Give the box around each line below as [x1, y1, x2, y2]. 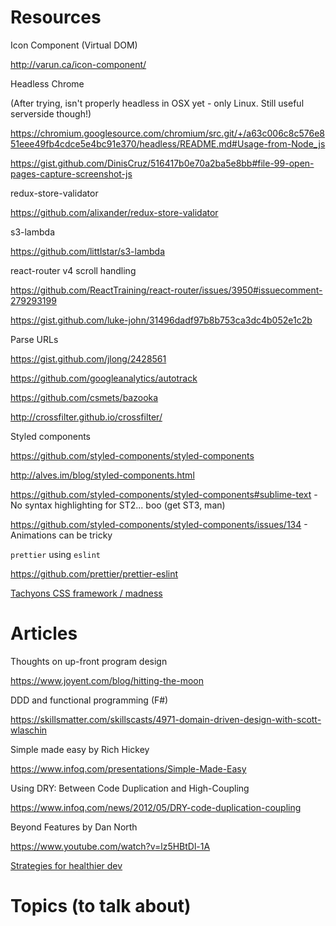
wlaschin [10, 724, 48, 736]
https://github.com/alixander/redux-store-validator [10, 206, 219, 218]
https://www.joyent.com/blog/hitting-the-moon [10, 674, 205, 686]
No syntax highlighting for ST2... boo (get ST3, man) [10, 499, 226, 511]
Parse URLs [10, 333, 59, 345]
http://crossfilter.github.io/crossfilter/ [10, 411, 163, 423]
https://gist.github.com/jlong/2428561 [10, 352, 167, 365]
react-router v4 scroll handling [10, 264, 137, 276]
